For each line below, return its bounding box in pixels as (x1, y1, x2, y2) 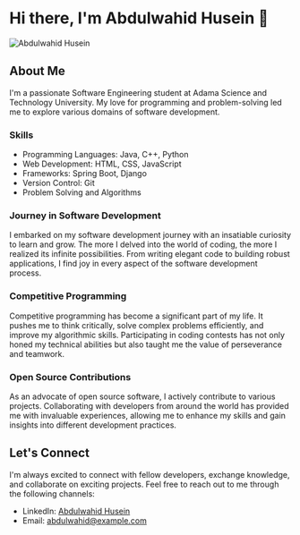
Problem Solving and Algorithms (21, 187, 141, 198)
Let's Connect (9, 446, 90, 461)
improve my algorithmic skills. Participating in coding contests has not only (9, 329, 285, 340)
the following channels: (9, 488, 96, 499)
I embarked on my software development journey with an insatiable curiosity (9, 230, 292, 241)
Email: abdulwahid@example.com (21, 514, 148, 526)
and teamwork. (9, 348, 65, 359)
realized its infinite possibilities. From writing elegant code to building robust (9, 249, 291, 259)
